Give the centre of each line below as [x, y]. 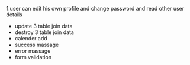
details [14, 15]
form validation [33, 57]
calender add [31, 38]
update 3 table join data [44, 26]
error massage [33, 51]
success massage [37, 45]
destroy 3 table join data [44, 32]
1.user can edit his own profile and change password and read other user [95, 8]
